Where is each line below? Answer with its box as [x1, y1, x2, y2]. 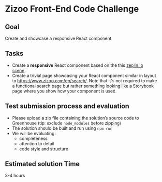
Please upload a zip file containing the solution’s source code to [12, 115, 139, 121]
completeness [19, 136, 48, 141]
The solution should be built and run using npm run [12, 125, 113, 131]
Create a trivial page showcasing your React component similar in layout [12, 73, 156, 78]
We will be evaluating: [12, 130, 56, 136]
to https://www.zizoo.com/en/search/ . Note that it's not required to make [12, 77, 157, 83]
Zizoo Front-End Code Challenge [5, 3, 139, 15]
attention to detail [19, 140, 55, 146]
